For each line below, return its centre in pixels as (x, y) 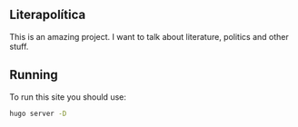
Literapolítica (48, 15)
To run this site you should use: (68, 97)
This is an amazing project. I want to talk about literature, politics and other (149, 36)
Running (34, 75)
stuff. (19, 46)
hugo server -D (38, 113)
